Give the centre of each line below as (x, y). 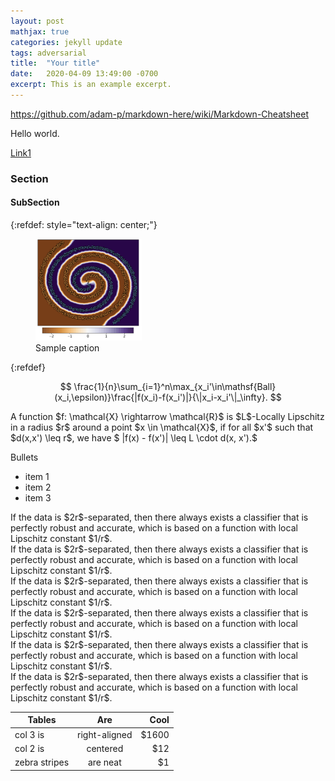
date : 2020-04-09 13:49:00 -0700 (84, 74)
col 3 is (29, 734)
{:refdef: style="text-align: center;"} (84, 224)
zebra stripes (42, 762)
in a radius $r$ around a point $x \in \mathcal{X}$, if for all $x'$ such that (162, 427)
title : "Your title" (55, 63)
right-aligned (105, 734)
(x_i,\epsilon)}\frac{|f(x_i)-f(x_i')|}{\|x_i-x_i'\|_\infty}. (161, 397)
